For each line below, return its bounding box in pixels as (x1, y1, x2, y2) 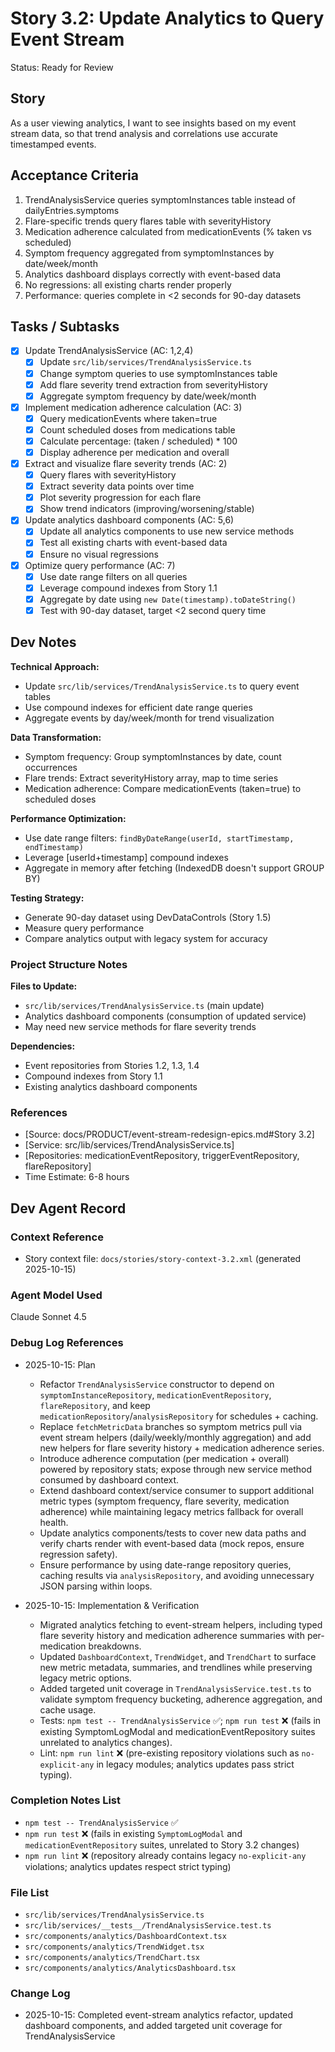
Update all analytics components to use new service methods (39, 525, 295, 537)
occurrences (24, 761, 78, 773)
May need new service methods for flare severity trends (24, 1020, 257, 1032)
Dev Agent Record (10, 1200, 127, 1217)
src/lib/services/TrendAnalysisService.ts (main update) (24, 999, 265, 1011)
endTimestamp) (24, 842, 84, 852)
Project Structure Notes (10, 957, 128, 971)
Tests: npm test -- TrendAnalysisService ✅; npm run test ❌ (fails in (39, 1714, 322, 1726)
